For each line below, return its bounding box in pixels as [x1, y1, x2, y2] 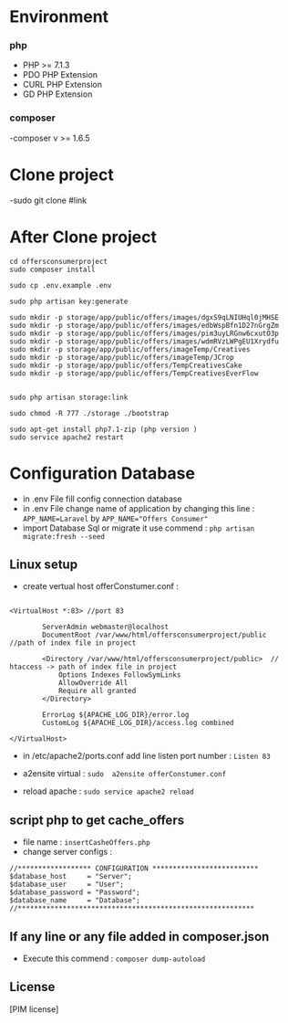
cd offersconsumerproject [9, 257, 108, 266]
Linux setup [9, 556, 78, 572]
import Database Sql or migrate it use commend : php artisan [22, 522, 255, 533]
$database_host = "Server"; [9, 872, 132, 881]
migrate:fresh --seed [22, 532, 105, 541]
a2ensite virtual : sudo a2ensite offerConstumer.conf [22, 768, 227, 779]
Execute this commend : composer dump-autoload [22, 953, 206, 965]
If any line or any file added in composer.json [9, 929, 270, 944]
